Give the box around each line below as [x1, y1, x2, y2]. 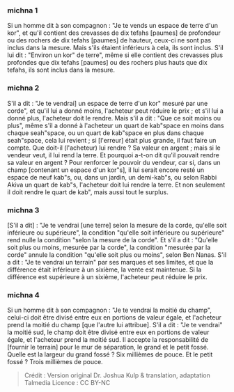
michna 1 [7, 6, 38, 15]
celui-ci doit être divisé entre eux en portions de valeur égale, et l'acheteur [7, 313, 221, 322]
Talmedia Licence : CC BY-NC [24, 379, 111, 387]
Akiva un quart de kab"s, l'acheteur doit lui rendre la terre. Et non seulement [7, 180, 225, 189]
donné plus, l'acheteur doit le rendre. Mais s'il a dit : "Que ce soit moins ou [7, 113, 221, 122]
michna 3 [7, 205, 40, 214]
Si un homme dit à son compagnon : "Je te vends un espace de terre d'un [7, 22, 218, 30]
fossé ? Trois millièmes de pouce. [7, 358, 103, 366]
